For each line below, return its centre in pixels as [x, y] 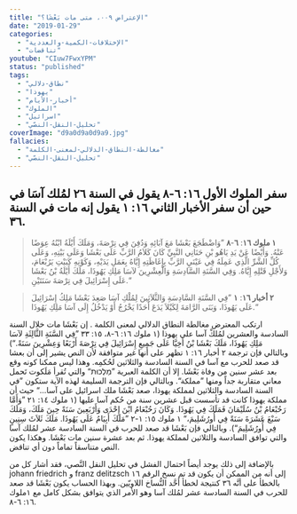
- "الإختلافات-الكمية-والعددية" [73, 42]
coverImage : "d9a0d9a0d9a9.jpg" [69, 133]
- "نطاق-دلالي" [43, 83]
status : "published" [47, 67]
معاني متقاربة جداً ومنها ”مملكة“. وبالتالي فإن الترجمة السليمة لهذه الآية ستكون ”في [145, 381]
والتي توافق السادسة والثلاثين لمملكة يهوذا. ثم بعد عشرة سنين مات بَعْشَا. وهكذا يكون [148, 438]
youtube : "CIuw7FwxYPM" [53, 59]
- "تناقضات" [39, 51]
